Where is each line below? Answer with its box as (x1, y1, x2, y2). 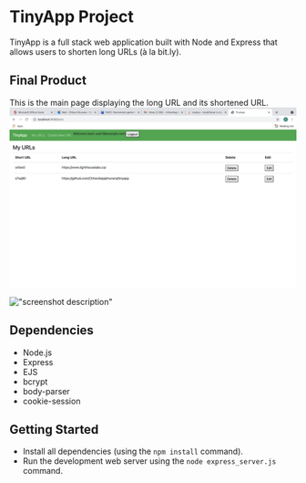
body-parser (22, 385, 70, 396)
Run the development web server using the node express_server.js (22, 456, 277, 467)
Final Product (9, 73, 87, 89)
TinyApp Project (9, 6, 135, 27)
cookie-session (22, 395, 81, 406)
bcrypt (22, 376, 48, 387)
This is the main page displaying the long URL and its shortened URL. (9, 97, 269, 108)
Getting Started (9, 422, 99, 437)
